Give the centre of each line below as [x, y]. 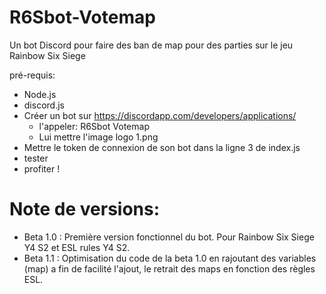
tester [36, 158]
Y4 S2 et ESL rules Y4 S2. [77, 247]
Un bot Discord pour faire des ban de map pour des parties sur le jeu [151, 45]
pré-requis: [32, 75]
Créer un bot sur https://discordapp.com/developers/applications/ [160, 115]
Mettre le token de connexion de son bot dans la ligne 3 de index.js [162, 147]
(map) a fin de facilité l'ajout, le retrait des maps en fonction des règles [169, 268]
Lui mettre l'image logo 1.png [98, 137]
